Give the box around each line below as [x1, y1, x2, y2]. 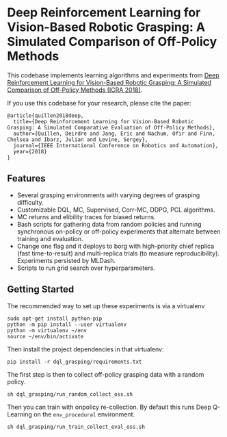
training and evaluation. [16, 234, 83, 242]
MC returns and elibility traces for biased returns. [16, 212, 156, 221]
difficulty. [16, 198, 44, 206]
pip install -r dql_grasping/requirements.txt [7, 358, 142, 365]
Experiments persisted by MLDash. [16, 256, 116, 264]
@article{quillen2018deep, [7, 112, 84, 119]
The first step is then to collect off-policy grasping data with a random [7, 370, 204, 378]
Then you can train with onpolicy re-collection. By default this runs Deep [7, 403, 212, 411]
